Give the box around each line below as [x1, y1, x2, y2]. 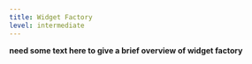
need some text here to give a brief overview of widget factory [9, 45, 243, 55]
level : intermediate [9, 21, 86, 30]
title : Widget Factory [9, 12, 93, 22]
